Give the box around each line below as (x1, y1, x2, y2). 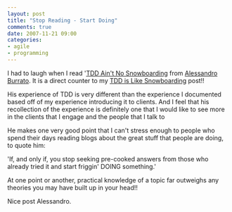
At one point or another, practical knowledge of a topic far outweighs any (7, 175, 219, 184)
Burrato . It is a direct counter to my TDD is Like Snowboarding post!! (7, 76, 205, 85)
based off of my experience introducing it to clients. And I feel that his (7, 97, 210, 106)
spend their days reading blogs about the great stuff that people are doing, (7, 133, 224, 142)
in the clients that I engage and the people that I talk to (7, 112, 165, 120)
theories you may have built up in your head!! (7, 183, 138, 192)
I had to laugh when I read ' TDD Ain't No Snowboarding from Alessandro (7, 68, 218, 77)
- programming (7, 50, 49, 57)
